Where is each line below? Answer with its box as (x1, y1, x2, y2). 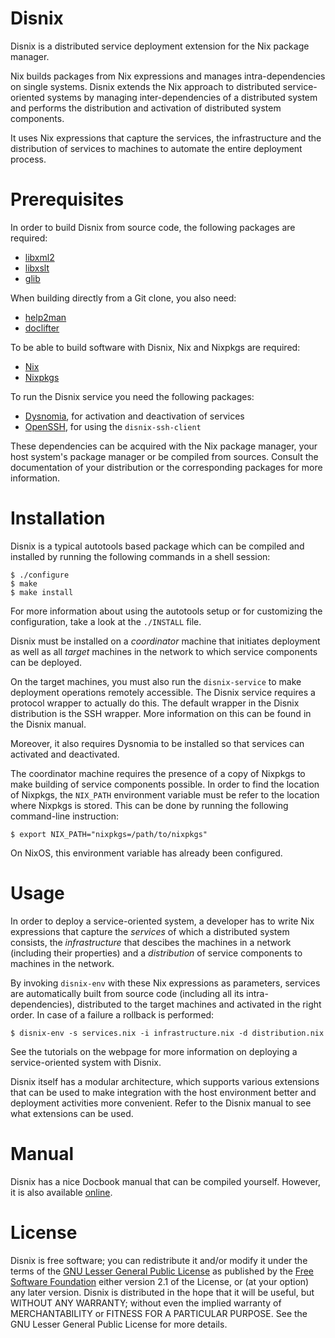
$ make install (10, 587, 74, 597)
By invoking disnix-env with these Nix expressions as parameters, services (10, 977, 321, 989)
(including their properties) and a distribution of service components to (10, 947, 303, 959)
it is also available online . (10, 1186, 113, 1198)
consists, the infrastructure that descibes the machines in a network (10, 936, 292, 948)
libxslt (24, 262, 50, 274)
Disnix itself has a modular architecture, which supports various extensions (10, 1075, 320, 1087)
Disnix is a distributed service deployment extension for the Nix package (10, 40, 310, 52)
